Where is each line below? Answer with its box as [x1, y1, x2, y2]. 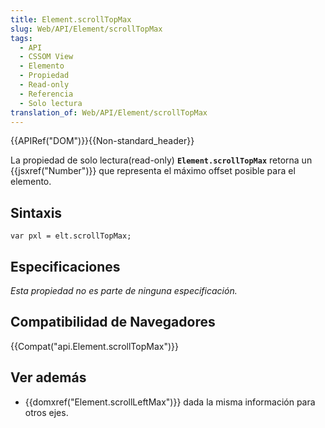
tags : [10, 33, 33, 43]
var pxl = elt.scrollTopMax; [10, 231, 132, 241]
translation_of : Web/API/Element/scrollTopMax [10, 107, 208, 118]
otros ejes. [24, 406, 69, 418]
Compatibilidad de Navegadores [10, 314, 216, 331]
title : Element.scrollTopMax [10, 14, 132, 25]
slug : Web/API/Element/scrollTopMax [10, 24, 163, 34]
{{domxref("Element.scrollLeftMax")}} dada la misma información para [24, 396, 316, 408]
